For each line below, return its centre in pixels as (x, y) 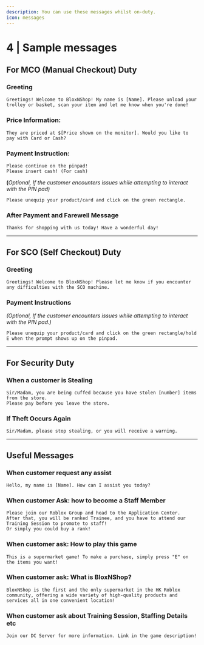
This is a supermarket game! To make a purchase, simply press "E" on (97, 557)
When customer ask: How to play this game (72, 544)
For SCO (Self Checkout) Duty (64, 252)
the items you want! (32, 562)
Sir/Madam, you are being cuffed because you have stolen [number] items (102, 393)
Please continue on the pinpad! (47, 166)
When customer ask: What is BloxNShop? (69, 577)
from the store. (27, 398)
